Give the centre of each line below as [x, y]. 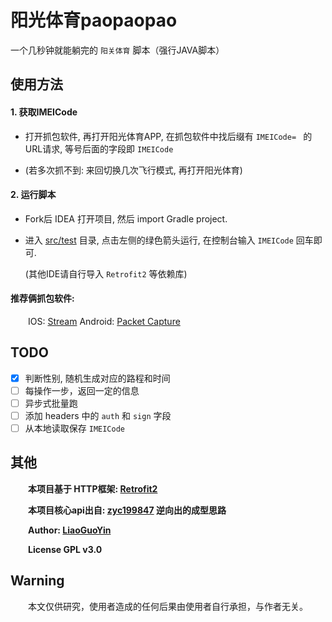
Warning [37, 581]
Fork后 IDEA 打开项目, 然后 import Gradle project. [126, 218]
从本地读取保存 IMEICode [74, 428]
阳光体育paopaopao [94, 20]
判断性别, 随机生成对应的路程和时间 [97, 378]
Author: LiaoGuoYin [70, 530]
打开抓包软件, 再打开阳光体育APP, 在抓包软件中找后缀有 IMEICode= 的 [168, 136]
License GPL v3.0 [65, 549]
